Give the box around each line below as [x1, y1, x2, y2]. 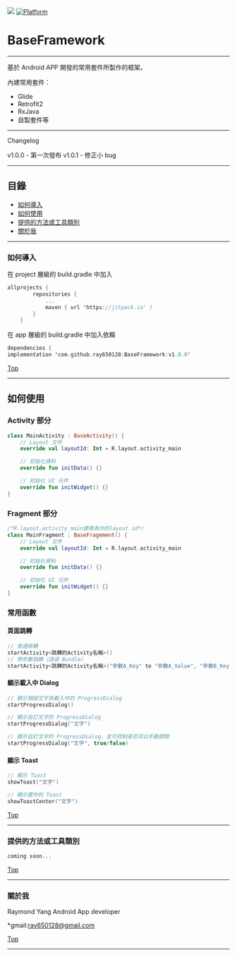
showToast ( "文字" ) [7, 778, 59, 786]
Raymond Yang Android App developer [7, 908, 121, 916]
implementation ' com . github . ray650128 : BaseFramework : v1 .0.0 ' [7, 351, 191, 359]
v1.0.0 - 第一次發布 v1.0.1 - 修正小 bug [7, 150, 116, 159]
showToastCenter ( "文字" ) [7, 797, 78, 805]
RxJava [17, 107, 39, 116]
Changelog [7, 136, 39, 145]
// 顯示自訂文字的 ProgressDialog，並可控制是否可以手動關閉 [7, 733, 169, 740]
